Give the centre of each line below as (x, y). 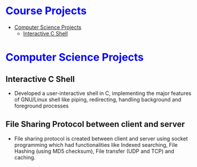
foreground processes (41, 106)
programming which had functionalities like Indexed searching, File (96, 145)
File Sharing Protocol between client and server (95, 124)
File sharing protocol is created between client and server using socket (101, 138)
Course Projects (46, 11)
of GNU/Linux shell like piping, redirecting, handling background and (98, 99)
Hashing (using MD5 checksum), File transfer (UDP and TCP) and (94, 151)
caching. (25, 157)
